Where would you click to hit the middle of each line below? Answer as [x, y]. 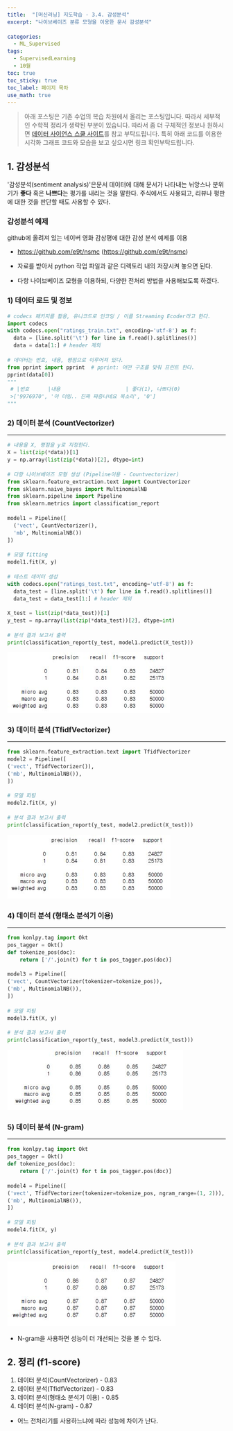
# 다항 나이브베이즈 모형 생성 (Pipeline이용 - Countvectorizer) [93, 474]
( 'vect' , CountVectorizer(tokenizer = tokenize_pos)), [85, 982]
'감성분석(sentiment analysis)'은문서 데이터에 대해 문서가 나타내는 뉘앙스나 [109, 184]
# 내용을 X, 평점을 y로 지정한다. [49, 445]
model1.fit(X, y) [32, 562]
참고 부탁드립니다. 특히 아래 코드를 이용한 [166, 134]
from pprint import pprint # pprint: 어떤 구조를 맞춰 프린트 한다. [101, 367]
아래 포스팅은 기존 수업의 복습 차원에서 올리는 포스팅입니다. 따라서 [113, 116]
